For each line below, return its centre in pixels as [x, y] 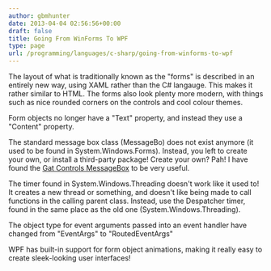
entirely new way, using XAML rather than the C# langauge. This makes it [131, 85]
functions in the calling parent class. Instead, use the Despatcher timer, [127, 201]
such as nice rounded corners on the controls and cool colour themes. [126, 102]
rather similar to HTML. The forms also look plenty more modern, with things [136, 93]
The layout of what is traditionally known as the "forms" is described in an [131, 76]
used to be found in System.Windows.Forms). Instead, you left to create [128, 151]
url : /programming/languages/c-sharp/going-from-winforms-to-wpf [121, 53]
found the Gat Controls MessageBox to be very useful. [99, 168]
